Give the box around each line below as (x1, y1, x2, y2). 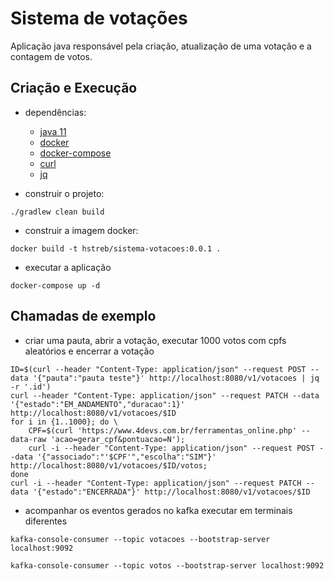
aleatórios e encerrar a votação (24, 345, 155, 357)
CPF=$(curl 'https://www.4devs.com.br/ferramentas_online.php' (28, 425, 298, 436)
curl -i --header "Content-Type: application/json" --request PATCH (10, 478, 302, 488)
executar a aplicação (24, 261, 112, 273)
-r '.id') (10, 382, 52, 392)
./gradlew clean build (10, 207, 105, 217)
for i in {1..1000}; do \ (10, 417, 118, 427)
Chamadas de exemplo (10, 308, 157, 325)
